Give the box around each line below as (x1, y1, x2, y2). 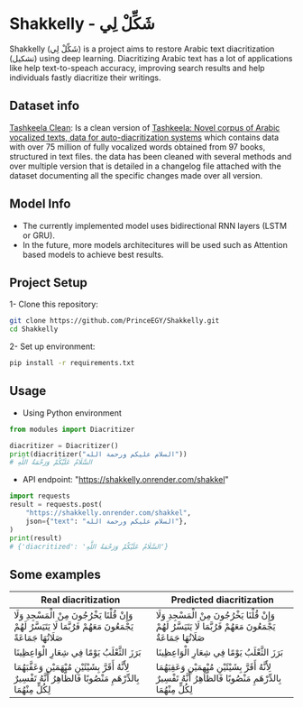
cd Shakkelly (9, 325, 59, 334)
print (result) (9, 533, 63, 543)
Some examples (9, 566, 102, 582)
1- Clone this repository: (9, 298, 99, 310)
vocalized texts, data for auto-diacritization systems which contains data (9, 132, 280, 142)
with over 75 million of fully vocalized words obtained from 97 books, (9, 141, 266, 152)
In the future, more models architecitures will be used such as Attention (22, 239, 289, 250)
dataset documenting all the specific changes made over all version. (9, 170, 263, 180)
